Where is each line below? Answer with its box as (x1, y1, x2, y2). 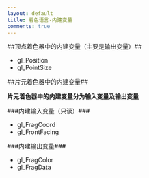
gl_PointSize (16, 63, 53, 72)
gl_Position (16, 56, 49, 65)
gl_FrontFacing (16, 128, 59, 136)
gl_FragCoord (16, 121, 56, 129)
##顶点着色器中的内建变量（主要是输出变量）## (7, 43, 142, 51)
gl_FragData (16, 163, 51, 172)
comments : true (7, 23, 51, 30)
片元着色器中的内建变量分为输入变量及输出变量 (7, 92, 139, 100)
